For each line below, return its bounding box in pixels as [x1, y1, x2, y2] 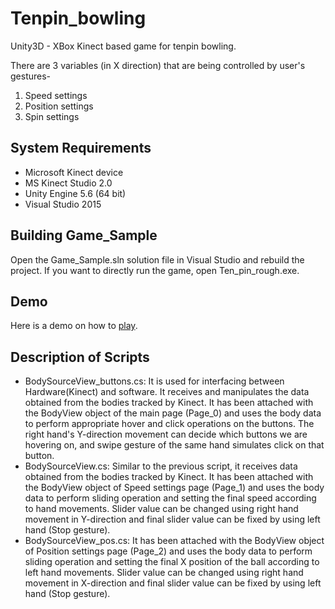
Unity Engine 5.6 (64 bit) [24, 187, 127, 199]
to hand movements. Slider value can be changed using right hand [24, 503, 299, 515]
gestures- [10, 70, 52, 82]
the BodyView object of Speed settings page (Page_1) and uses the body [24, 482, 325, 494]
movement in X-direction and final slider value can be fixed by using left [24, 577, 322, 589]
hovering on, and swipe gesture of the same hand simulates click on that [24, 439, 325, 451]
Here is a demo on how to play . [10, 320, 138, 332]
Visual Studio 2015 [24, 198, 102, 210]
